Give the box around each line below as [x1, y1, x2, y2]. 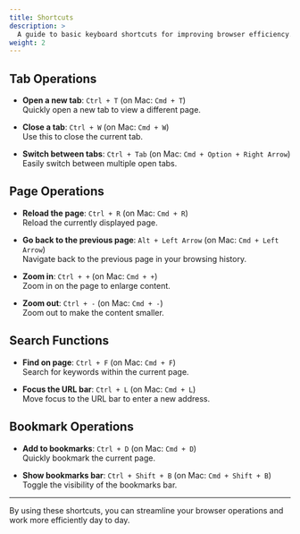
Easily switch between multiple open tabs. [21, 158, 178, 169]
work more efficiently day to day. [9, 514, 130, 525]
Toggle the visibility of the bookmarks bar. [21, 479, 178, 490]
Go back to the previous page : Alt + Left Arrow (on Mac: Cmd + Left [21, 234, 279, 245]
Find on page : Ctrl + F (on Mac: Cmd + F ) [21, 357, 177, 368]
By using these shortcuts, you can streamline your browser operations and [9, 504, 284, 515]
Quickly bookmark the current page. [21, 453, 156, 463]
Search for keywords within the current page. [21, 366, 189, 377]
